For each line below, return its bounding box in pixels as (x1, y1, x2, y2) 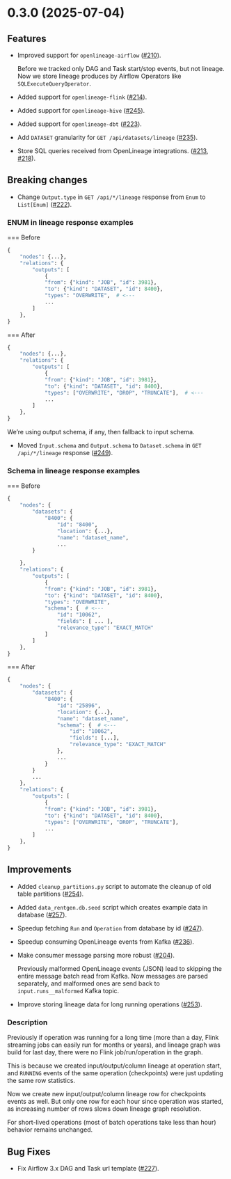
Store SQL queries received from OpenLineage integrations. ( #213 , (17, 147, 209, 155)
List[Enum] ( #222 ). (17, 200, 72, 208)
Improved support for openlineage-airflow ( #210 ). (17, 51, 161, 59)
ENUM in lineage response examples (7, 217, 134, 227)
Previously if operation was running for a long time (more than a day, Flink (7, 1034, 219, 1042)
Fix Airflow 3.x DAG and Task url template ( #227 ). (17, 1164, 159, 1172)
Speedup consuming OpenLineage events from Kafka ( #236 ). (17, 937, 195, 946)
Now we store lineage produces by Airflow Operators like (17, 72, 182, 80)
